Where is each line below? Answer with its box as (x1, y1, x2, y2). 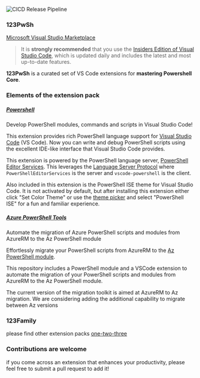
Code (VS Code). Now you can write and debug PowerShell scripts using (6, 139, 186, 146)
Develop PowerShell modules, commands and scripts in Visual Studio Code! (6, 121, 193, 128)
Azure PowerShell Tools (6, 214, 67, 221)
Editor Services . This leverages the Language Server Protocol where (6, 163, 175, 170)
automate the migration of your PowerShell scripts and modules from (6, 271, 176, 278)
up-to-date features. (20, 59, 72, 66)
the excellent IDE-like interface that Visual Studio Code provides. (6, 145, 165, 152)
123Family (6, 316, 37, 325)
